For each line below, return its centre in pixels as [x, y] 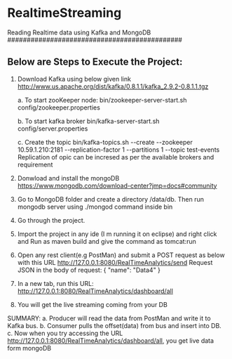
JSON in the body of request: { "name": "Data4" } [89, 270]
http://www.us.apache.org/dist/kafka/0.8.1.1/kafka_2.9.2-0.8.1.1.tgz [113, 86]
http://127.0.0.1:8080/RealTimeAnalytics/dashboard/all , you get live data [111, 340]
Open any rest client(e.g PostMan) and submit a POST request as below [121, 255]
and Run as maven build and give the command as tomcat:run [107, 241]
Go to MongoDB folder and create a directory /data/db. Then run [111, 199]
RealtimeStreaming [64, 13]
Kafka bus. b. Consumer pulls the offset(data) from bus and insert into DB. [115, 325]
